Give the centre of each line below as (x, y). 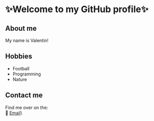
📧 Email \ (14, 113)
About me (21, 28)
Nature (20, 79)
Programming (27, 74)
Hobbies (19, 56)
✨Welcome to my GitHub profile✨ (77, 9)
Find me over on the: (27, 107)
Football (21, 68)
